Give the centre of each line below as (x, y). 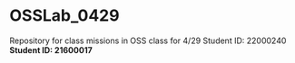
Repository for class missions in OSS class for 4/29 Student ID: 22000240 (148, 40)
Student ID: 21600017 (51, 49)
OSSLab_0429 (64, 16)
